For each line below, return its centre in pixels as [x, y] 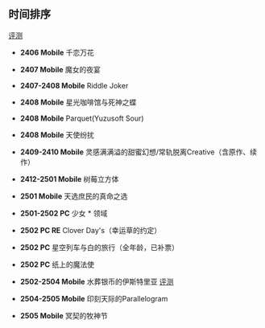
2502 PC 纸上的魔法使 [57, 264]
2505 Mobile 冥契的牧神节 [64, 315]
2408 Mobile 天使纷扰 [57, 134]
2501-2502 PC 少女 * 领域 [64, 213]
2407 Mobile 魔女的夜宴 [60, 69]
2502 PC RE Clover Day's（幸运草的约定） [91, 230]
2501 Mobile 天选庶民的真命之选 [74, 196]
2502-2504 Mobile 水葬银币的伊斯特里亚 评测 [97, 281]
